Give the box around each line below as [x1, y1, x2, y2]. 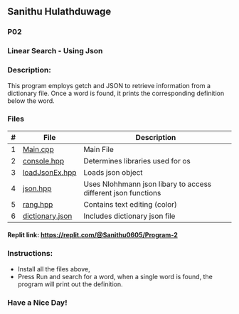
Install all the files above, [17, 264, 90, 273]
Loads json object [83, 167, 144, 177]
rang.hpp [22, 199, 53, 209]
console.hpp [22, 156, 65, 166]
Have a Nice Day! [7, 298, 68, 308]
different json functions [83, 188, 161, 197]
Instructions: [7, 249, 53, 259]
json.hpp [22, 183, 52, 193]
